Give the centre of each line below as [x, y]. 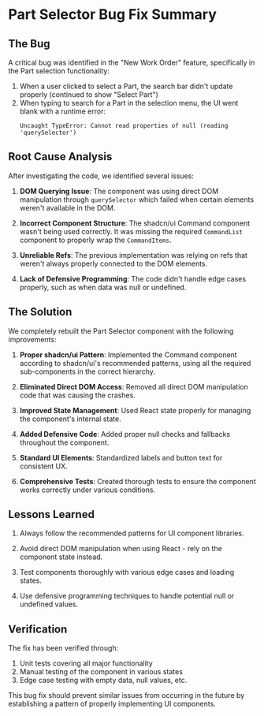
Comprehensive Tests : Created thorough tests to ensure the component [138, 481]
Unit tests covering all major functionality [86, 663]
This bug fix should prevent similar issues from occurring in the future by [126, 695]
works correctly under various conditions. [87, 490]
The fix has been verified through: [63, 648]
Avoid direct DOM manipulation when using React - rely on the [121, 549]
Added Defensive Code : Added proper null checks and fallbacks [125, 434]
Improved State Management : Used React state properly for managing [135, 410]
